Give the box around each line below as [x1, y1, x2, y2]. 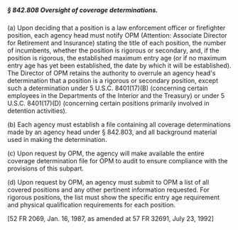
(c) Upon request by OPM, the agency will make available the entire [7, 149, 205, 158]
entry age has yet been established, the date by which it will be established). [7, 61, 232, 70]
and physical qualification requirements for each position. [7, 200, 176, 209]
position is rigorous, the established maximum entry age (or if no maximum [7, 53, 227, 62]
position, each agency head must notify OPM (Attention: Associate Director [7, 31, 227, 39]
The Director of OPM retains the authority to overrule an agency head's [7, 68, 216, 77]
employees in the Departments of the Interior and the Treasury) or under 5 [7, 91, 225, 99]
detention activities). [7, 106, 67, 115]
